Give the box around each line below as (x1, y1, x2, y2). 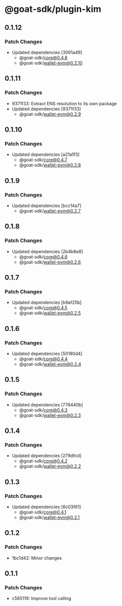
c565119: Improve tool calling (11, 596, 71, 602)
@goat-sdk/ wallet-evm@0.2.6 (19, 259, 81, 265)
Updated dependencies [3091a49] (11, 49, 82, 55)
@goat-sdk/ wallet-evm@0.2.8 (19, 162, 81, 168)
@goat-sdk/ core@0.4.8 (19, 55, 68, 61)
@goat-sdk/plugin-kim (4, 3, 102, 15)
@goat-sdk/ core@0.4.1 (19, 509, 66, 515)
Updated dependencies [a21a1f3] (11, 151, 80, 157)
